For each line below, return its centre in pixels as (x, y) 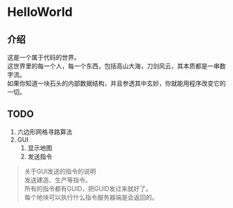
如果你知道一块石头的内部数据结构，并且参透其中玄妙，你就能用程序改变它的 (116, 83)
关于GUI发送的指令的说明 (60, 171)
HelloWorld (40, 12)
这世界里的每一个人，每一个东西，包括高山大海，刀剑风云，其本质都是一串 (113, 66)
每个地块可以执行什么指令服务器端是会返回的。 (91, 197)
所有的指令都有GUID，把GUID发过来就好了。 (88, 189)
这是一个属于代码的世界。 (44, 57)
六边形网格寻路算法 (45, 132)
